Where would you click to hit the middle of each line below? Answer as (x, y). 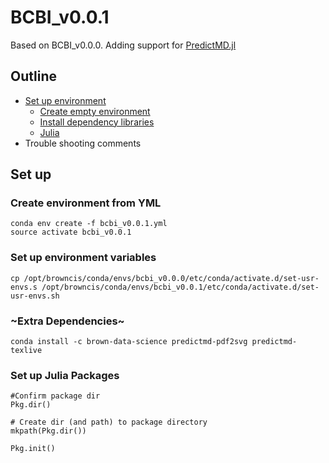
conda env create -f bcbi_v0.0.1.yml (89, 224)
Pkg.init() (33, 449)
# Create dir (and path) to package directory (109, 422)
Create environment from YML (86, 203)
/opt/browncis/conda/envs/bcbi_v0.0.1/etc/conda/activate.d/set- (180, 287)
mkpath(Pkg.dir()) (48, 431)
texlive (26, 351)
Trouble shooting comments (83, 143)
